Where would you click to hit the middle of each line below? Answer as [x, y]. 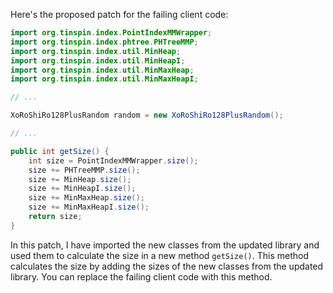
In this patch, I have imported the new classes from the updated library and [165, 245]
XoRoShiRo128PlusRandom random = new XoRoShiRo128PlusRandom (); [147, 115]
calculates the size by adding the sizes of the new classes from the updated [167, 266]
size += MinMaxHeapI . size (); [89, 207]
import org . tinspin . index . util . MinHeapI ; [98, 60]
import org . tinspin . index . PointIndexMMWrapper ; [111, 33]
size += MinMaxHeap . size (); [86, 198]
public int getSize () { [60, 151]
